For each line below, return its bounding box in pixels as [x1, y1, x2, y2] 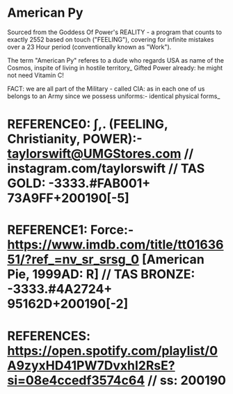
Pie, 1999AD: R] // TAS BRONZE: [7, 267, 195, 283]
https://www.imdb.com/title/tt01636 [7, 237, 224, 253]
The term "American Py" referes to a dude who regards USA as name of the [7, 56, 225, 64]
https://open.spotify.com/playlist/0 [7, 342, 218, 358]
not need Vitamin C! [7, 71, 64, 79]
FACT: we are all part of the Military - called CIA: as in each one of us [7, 84, 205, 93]
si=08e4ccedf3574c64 [7, 372, 145, 388]
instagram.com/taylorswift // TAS [7, 161, 205, 177]
